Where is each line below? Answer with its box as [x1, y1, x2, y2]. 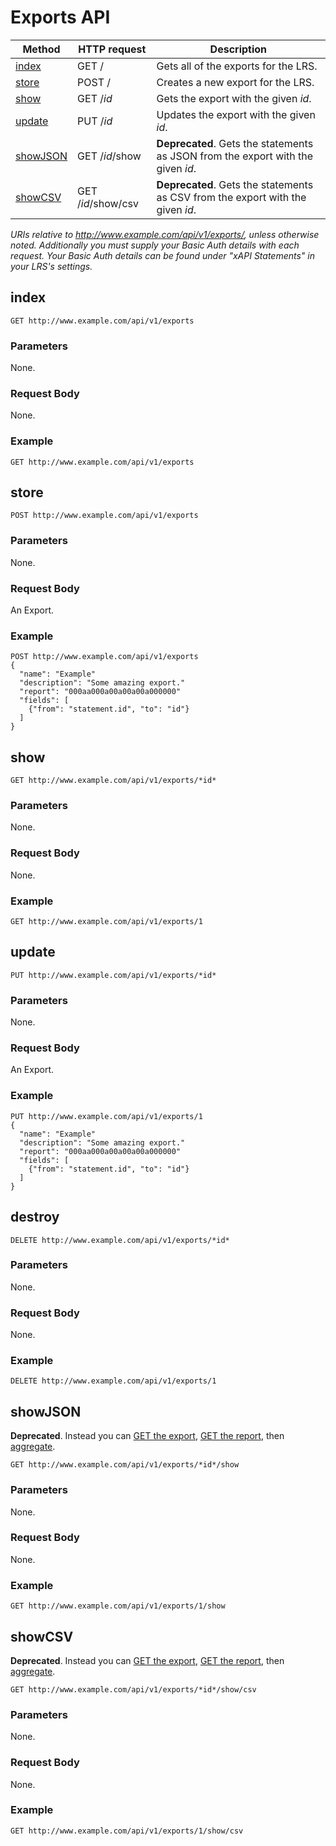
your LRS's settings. [10, 260, 93, 272]
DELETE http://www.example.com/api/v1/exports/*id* [10, 1235, 230, 1245]
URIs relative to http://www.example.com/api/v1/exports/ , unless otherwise [10, 228, 320, 240]
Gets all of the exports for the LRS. [156, 59, 318, 73]
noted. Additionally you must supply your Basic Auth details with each [10, 239, 300, 251]
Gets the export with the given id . [156, 91, 312, 105]
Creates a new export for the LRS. [156, 75, 315, 89]
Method [22, 42, 61, 56]
